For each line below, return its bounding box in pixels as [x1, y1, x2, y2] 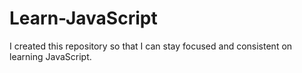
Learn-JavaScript [9, 7, 158, 30]
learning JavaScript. [9, 50, 92, 62]
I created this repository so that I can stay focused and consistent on [9, 40, 293, 52]
